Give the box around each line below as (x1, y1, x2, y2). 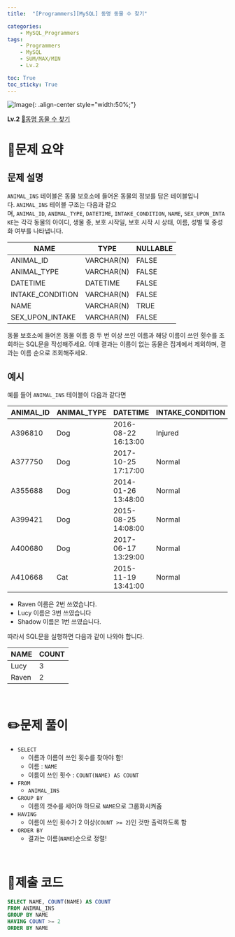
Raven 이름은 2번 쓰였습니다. (17, 600, 97, 608)
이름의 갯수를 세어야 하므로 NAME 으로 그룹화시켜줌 (27, 802, 162, 810)
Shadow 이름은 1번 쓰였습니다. (17, 617, 101, 626)
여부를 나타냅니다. (14, 227, 64, 235)
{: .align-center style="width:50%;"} (31, 100, 136, 108)
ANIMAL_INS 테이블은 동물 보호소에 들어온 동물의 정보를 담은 (7, 192, 169, 200)
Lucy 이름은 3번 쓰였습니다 (17, 609, 92, 617)
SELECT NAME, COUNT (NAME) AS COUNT (7, 899, 111, 906)
